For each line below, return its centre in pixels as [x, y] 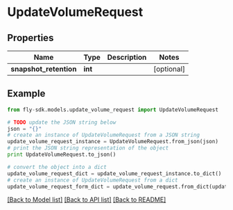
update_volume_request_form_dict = [59, 186]
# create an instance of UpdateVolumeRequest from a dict [93, 180]
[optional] [170, 69]
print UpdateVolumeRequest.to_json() [62, 155]
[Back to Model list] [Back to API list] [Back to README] [87, 200]
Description [127, 57]
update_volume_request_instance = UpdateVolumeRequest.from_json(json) [113, 142]
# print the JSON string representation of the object [88, 148]
